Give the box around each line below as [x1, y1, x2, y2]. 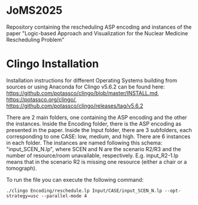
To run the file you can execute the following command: [6, 176, 144, 183]
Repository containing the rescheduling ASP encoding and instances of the [6, 23, 192, 30]
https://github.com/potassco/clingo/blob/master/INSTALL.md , [6, 89, 160, 96]
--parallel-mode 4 [41, 192, 87, 199]
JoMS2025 [6, 4, 63, 17]
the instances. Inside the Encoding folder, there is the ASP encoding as [6, 120, 182, 127]
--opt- [164, 188, 181, 194]
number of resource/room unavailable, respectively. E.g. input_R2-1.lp [6, 152, 179, 159]
